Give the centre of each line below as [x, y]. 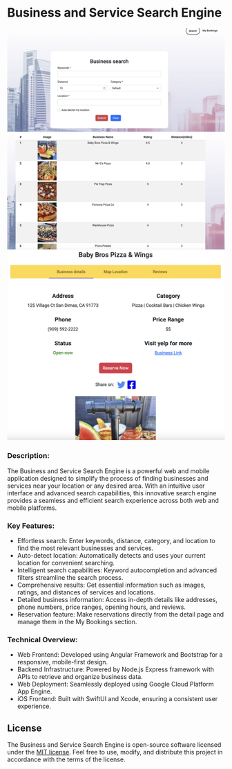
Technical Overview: [42, 639]
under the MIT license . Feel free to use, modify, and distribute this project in [115, 752]
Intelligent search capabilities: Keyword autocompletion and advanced [117, 570]
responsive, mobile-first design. [62, 662]
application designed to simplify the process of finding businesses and [108, 478]
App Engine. [35, 691]
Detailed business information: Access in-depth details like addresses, [117, 600]
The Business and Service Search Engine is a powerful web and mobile [108, 471]
